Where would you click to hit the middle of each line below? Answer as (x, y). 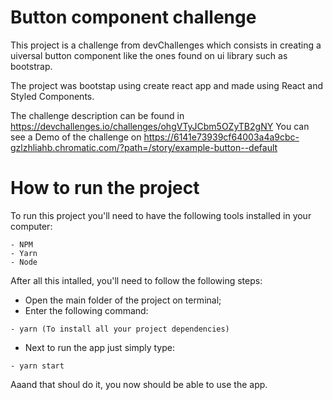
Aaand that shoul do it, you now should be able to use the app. (139, 384)
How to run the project (105, 188)
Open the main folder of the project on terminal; (123, 300)
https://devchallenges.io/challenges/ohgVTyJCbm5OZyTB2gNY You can (160, 126)
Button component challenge (133, 17)
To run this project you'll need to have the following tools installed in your (161, 215)
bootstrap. (31, 66)
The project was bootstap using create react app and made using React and (167, 85)
